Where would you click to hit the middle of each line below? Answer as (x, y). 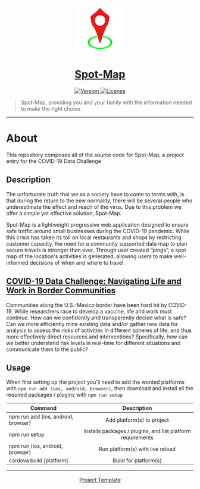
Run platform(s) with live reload (137, 449)
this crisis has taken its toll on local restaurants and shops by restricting (94, 237)
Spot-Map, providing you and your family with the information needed (106, 102)
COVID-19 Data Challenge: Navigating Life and (94, 281)
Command (43, 408)
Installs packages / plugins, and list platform (137, 431)
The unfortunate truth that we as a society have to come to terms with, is (95, 194)
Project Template (100, 479)
